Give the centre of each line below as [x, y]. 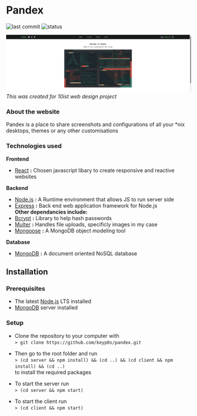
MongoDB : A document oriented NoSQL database [76, 253]
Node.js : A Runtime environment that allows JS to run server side [94, 199]
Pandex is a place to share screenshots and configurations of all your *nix [96, 125]
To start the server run [42, 384]
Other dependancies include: [51, 212]
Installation [27, 272]
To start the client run [41, 401]
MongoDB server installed [46, 308]
